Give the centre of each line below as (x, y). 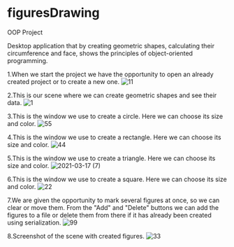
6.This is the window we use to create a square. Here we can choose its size (117, 179)
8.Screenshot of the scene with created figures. (76, 236)
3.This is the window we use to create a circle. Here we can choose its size (115, 116)
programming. (28, 60)
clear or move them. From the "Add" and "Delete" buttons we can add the (113, 207)
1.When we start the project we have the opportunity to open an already (111, 74)
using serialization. (34, 223)
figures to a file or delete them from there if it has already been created (109, 215)
